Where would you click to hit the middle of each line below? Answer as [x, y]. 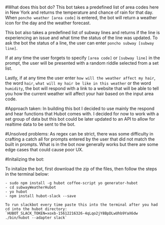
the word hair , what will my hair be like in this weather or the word [78, 83]
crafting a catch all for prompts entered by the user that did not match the [80, 139]
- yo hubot [16, 192]
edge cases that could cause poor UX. [44, 150]
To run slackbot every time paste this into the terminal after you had [82, 205]
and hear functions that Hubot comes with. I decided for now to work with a [82, 114]
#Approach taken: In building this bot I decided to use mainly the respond [80, 109]
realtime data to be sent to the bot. [40, 124]
